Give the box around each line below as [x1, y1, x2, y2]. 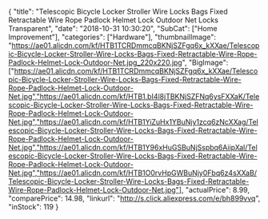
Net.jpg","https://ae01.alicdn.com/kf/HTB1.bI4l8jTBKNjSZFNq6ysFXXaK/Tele [8, 92, 260, 101]
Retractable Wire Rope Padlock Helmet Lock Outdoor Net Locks [8, 15, 218, 25]
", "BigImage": [182, 58, 229, 67]
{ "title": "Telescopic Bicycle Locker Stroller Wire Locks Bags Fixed [8, 7, 228, 16]
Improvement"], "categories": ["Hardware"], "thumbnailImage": [8, 32, 216, 42]
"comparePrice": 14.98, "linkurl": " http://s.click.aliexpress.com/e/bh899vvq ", [8, 193, 261, 203]
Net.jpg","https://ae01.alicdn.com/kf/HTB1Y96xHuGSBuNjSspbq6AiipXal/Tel [8, 143, 258, 152]
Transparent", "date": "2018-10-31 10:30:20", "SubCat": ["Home [8, 24, 218, 33]
